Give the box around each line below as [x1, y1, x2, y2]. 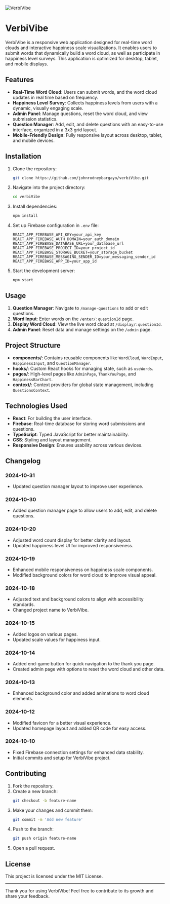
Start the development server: [12, 268, 75, 274]
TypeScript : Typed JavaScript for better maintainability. [12, 431, 129, 437]
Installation [5, 152, 41, 161]
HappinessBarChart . [12, 376, 53, 382]
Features [5, 76, 34, 84]
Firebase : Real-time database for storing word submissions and [12, 421, 146, 427]
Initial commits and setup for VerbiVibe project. [12, 755, 111, 761]
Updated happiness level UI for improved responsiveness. [12, 542, 134, 548]
